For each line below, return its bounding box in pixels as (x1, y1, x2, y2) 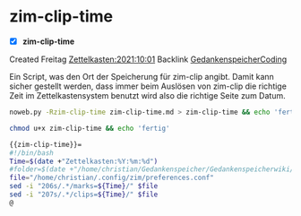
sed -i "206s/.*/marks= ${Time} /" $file (9, 182, 159, 191)
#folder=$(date (9, 165, 66, 174)
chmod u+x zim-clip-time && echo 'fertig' (9, 124, 170, 133)
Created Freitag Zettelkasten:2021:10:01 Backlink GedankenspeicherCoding (9, 54, 288, 65)
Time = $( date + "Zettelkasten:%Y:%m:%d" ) (9, 157, 159, 166)
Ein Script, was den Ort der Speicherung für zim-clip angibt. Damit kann (9, 72, 275, 82)
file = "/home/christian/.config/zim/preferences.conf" (9, 173, 215, 183)
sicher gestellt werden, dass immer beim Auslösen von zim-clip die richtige (9, 81, 287, 91)
